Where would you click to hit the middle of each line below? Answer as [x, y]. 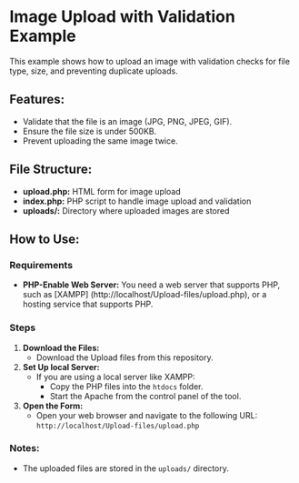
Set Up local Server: [61, 367]
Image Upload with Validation [123, 17]
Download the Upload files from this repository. [125, 357]
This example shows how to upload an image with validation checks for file [150, 61]
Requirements [41, 265]
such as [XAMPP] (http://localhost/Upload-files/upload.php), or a [145, 295]
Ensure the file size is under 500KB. [90, 131]
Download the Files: [61, 347]
